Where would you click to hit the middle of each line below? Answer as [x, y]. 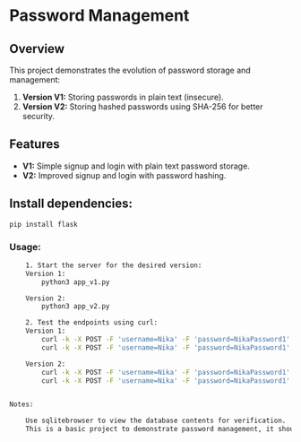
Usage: [26, 247]
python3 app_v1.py [76, 282]
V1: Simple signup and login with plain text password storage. [136, 166]
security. [39, 116]
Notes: [21, 404]
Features [34, 144]
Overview [37, 49]
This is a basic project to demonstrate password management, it [150, 429]
